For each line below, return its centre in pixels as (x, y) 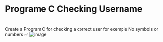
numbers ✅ (17, 34)
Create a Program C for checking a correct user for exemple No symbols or (82, 29)
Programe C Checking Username (74, 9)
